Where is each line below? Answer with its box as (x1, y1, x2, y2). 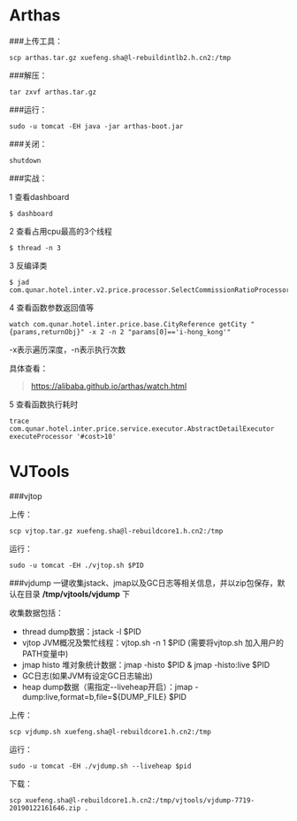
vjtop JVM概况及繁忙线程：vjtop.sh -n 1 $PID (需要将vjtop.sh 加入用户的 (21, 637, 285, 648)
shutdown (9, 156, 42, 165)
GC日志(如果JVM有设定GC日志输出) (21, 670, 153, 681)
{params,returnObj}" (9, 327, 86, 336)
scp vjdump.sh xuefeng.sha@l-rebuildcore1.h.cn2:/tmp (9, 727, 212, 736)
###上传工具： (9, 35, 64, 46)
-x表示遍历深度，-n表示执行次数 (9, 344, 126, 355)
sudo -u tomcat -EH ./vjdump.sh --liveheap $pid (9, 762, 192, 771)
